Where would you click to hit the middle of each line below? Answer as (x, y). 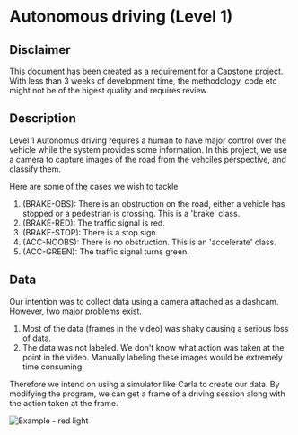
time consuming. (53, 367)
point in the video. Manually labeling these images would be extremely (152, 357)
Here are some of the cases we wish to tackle (94, 186)
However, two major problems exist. (75, 311)
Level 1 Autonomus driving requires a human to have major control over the (148, 140)
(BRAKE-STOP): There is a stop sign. (90, 232)
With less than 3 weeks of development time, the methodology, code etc (143, 81)
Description (43, 119)
